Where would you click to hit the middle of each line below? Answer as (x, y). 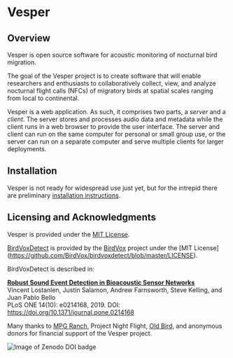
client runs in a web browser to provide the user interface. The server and (114, 126)
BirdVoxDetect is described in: (51, 269)
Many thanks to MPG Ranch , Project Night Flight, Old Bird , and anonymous (115, 326)
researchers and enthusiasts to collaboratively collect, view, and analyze (112, 83)
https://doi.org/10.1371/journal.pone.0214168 (71, 312)
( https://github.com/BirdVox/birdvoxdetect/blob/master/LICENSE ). (103, 255)
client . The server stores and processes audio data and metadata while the (115, 119)
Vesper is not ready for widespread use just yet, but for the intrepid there (113, 188)
